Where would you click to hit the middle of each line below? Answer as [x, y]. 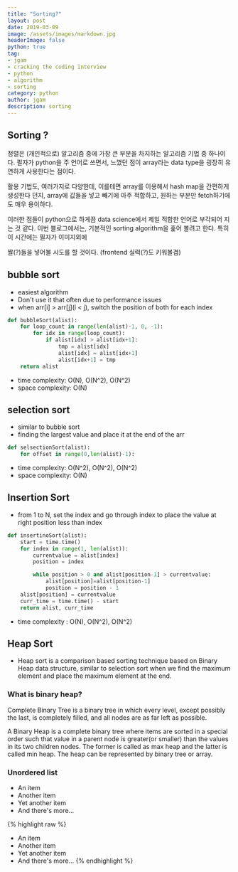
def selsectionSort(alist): [49, 448]
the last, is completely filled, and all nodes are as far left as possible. [107, 717]
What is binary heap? [45, 694]
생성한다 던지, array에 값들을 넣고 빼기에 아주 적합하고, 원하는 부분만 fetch [110, 195]
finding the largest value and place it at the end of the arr [101, 435]
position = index [58, 562]
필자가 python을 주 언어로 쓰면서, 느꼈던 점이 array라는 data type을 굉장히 [120, 162]
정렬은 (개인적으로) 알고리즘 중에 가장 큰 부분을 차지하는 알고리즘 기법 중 [107, 153]
